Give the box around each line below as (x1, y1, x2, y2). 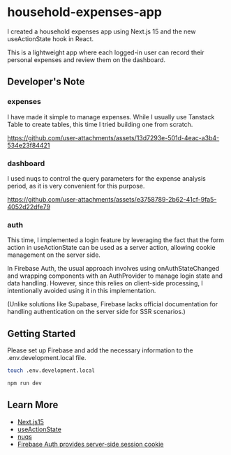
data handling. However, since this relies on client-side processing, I (7, 279, 204, 288)
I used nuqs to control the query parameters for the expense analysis (7, 174, 206, 182)
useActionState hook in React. (7, 34, 94, 43)
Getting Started (7, 327, 76, 339)
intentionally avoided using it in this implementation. (7, 287, 156, 295)
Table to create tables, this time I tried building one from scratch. (7, 120, 193, 128)
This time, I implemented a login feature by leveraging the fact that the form (7, 236, 225, 244)
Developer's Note (7, 76, 85, 88)
